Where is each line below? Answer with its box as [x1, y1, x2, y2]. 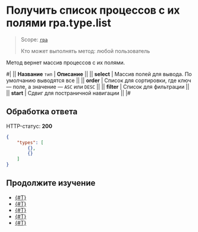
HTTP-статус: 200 [6, 123, 52, 130]
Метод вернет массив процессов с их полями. [6, 59, 125, 66]
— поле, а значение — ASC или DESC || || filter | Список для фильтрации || [6, 83, 190, 90]
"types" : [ [17, 139, 44, 146]
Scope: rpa [20, 36, 48, 43]
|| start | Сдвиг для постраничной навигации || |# [6, 89, 131, 96]
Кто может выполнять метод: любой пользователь [20, 47, 150, 54]
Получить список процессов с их [6, 4, 180, 17]
